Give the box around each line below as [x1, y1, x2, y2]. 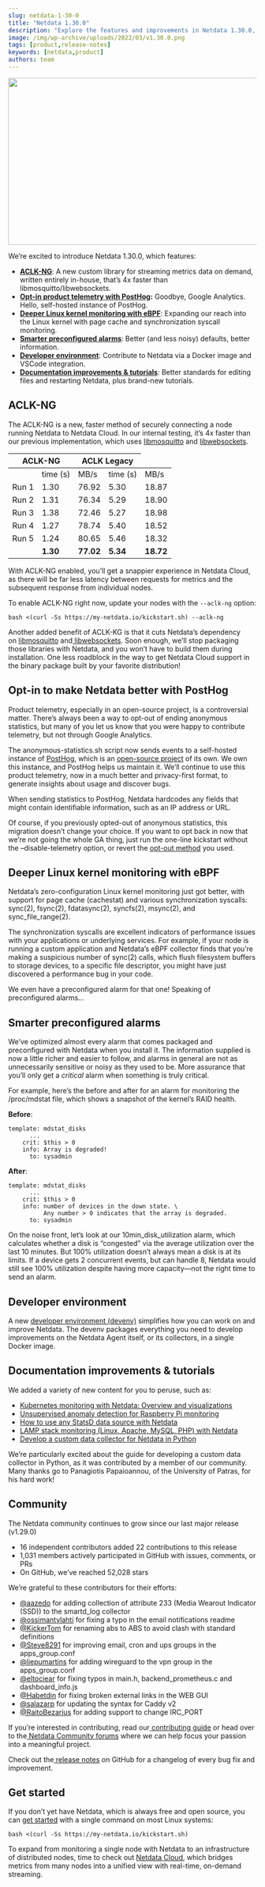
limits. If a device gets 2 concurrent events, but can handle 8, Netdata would [8, 1255, 256, 1265]
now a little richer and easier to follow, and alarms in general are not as [8, 1054, 238, 1063]
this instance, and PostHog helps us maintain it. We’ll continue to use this [8, 762, 246, 772]
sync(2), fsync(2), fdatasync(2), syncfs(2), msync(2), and [8, 904, 196, 913]
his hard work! [8, 1474, 55, 1484]
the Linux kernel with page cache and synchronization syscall [19, 317, 221, 326]
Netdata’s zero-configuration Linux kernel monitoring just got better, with [8, 887, 245, 896]
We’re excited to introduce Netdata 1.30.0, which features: [8, 251, 196, 261]
